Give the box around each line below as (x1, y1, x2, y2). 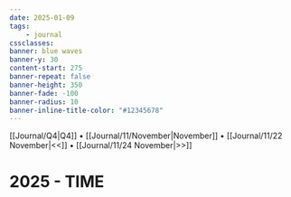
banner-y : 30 (9, 55, 59, 64)
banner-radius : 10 (9, 97, 79, 107)
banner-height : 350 (9, 80, 83, 89)
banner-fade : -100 (9, 89, 79, 98)
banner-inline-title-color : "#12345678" (9, 106, 164, 115)
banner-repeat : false (9, 72, 91, 81)
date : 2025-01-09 (9, 13, 75, 23)
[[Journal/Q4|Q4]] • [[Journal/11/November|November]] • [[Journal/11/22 (9, 130, 283, 141)
